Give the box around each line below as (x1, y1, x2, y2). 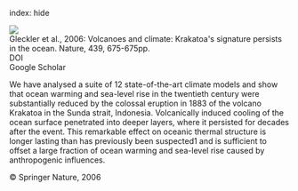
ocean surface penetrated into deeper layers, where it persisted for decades (9, 117, 290, 127)
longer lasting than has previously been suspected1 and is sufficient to (9, 136, 268, 146)
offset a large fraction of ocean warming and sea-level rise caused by (9, 146, 265, 155)
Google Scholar (9, 62, 67, 72)
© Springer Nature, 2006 (9, 172, 101, 182)
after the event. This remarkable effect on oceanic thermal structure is (9, 126, 267, 137)
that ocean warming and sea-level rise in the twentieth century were (9, 89, 260, 99)
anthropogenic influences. (9, 155, 106, 165)
